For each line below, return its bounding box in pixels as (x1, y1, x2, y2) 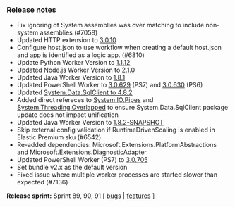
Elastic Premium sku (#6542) (16, 133, 102, 142)
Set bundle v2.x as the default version (16, 163, 128, 172)
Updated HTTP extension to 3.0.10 (16, 36, 117, 44)
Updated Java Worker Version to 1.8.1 (16, 73, 126, 82)
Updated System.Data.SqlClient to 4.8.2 (16, 88, 133, 96)
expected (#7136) (16, 178, 68, 187)
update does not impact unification (16, 111, 119, 119)
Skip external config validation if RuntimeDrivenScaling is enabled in (16, 125, 216, 134)
